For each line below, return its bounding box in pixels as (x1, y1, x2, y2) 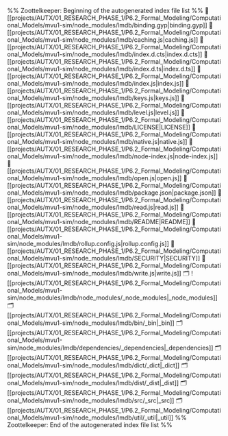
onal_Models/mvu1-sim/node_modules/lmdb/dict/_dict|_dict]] (7, 361, 180, 370)
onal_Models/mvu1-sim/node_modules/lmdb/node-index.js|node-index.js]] (7, 152, 218, 160)
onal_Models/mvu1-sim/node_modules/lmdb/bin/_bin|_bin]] (7, 319, 175, 327)
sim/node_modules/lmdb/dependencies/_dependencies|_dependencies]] (7, 343, 214, 352)
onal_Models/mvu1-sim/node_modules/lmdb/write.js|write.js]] (7, 269, 181, 277)
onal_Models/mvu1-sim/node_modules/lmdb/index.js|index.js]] (7, 80, 184, 87)
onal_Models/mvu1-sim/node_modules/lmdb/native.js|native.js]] (7, 138, 188, 145)
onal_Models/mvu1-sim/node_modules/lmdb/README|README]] (7, 218, 190, 226)
